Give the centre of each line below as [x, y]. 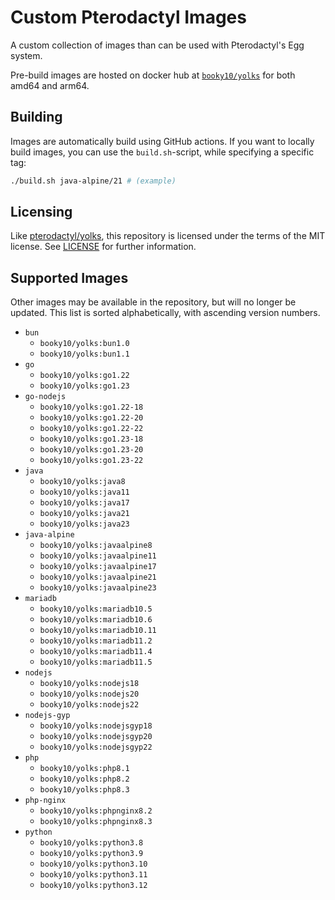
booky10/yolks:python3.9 [91, 854]
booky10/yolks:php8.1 [84, 769]
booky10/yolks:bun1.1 [84, 354]
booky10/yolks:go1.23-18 [91, 439]
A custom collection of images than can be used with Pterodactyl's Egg [157, 45]
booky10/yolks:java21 [84, 514]
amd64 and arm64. [50, 85]
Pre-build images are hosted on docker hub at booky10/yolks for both [153, 75]
